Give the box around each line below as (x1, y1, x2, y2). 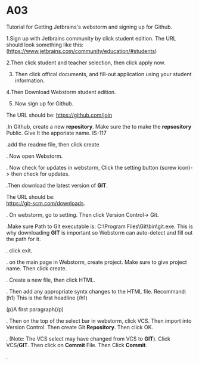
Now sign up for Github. (14, 99, 74, 107)
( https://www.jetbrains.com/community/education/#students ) (6, 47, 157, 54)
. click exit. (6, 247, 33, 254)
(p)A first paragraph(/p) (6, 305, 64, 313)
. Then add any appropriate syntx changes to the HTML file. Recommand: (6, 288, 186, 295)
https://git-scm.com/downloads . (6, 199, 85, 207)
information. (14, 77, 45, 84)
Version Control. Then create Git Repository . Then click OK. (6, 323, 154, 330)
